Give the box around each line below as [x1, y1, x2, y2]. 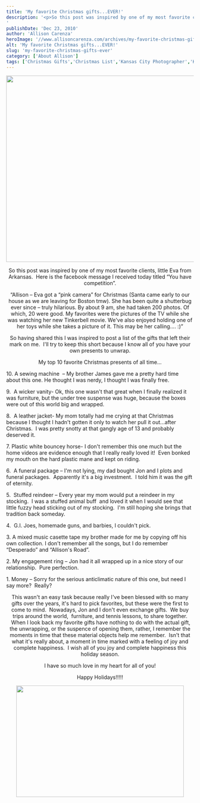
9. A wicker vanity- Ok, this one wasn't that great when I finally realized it [6, 388, 187, 395]
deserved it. [6, 431, 36, 438]
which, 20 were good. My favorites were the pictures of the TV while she [11, 310, 189, 317]
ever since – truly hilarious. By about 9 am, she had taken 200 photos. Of [11, 304, 189, 311]
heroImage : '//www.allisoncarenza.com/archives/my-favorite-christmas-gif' [6, 36, 198, 42]
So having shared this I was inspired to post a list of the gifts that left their [10, 334, 190, 341]
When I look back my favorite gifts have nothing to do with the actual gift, [11, 619, 190, 626]
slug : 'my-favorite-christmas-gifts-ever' [6, 48, 113, 54]
